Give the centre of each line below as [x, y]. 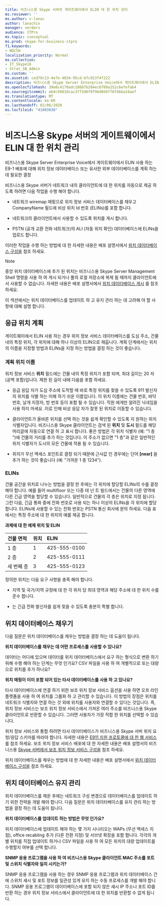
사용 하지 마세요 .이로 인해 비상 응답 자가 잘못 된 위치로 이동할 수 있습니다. [82, 408]
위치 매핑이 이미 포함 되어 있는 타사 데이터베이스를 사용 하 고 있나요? [69, 680]
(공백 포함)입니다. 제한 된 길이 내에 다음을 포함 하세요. [56, 379]
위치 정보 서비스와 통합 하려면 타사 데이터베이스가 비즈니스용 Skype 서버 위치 [78, 731]
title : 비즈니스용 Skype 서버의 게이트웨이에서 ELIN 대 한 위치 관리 [66, 10]
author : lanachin [23, 23]
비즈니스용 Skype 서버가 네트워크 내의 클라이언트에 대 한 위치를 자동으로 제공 [78, 185]
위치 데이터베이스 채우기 [39, 623]
